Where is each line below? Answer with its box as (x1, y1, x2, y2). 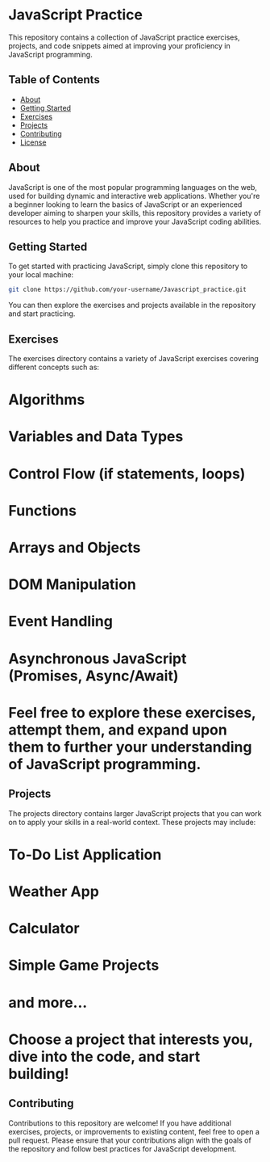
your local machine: (8, 270, 74, 280)
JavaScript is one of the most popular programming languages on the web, (8, 182, 258, 192)
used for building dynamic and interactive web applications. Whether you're (8, 191, 260, 200)
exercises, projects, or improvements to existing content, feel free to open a (8, 1126, 260, 1136)
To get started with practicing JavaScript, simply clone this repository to (8, 261, 248, 272)
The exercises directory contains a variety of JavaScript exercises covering (8, 354, 260, 364)
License (19, 137, 47, 147)
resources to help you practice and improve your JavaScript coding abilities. (8, 217, 262, 226)
